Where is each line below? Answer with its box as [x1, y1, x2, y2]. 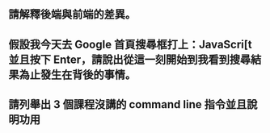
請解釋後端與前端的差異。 [8, 7, 136, 22]
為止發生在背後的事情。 [19, 68, 136, 81]
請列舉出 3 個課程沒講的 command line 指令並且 [8, 98, 247, 111]
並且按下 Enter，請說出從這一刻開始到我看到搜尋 [8, 52, 251, 66]
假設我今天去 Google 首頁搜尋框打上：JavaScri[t [8, 37, 252, 51]
